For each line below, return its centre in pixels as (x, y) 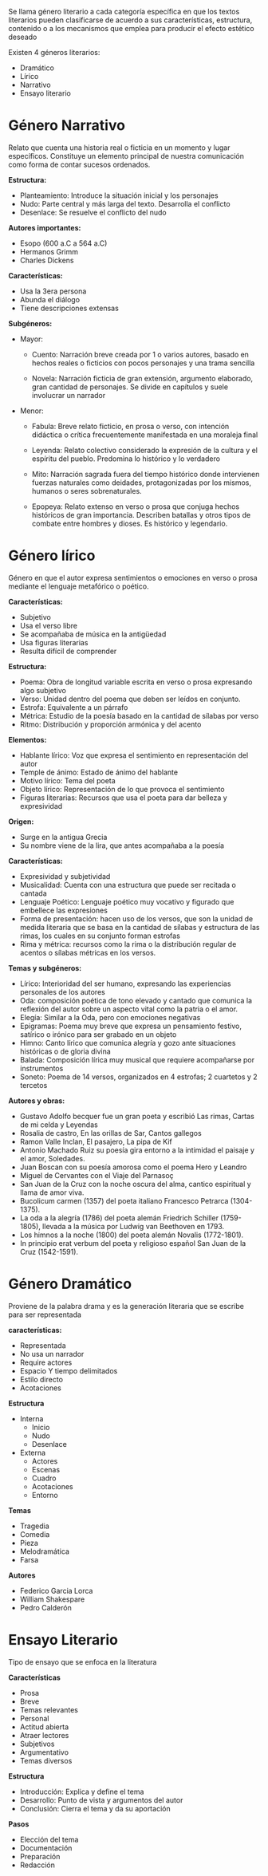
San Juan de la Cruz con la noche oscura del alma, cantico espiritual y (135, 1184)
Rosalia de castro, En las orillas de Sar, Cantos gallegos (110, 1133)
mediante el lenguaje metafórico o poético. (79, 586)
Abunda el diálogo (50, 299)
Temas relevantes (49, 1709)
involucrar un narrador (69, 395)
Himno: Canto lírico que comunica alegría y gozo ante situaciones (128, 1042)
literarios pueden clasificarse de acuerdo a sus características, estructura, (130, 20)
